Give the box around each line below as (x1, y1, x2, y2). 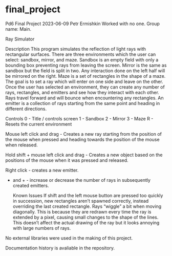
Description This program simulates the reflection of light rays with (5, 46, 146, 52)
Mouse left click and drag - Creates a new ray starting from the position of (5, 131, 162, 137)
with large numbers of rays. (12, 225, 71, 231)
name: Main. (5, 26, 32, 32)
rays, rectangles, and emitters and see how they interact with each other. (5, 89, 160, 95)
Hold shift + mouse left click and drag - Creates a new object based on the (5, 152, 163, 158)
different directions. (5, 105, 47, 112)
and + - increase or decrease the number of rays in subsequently (12, 177, 151, 183)
